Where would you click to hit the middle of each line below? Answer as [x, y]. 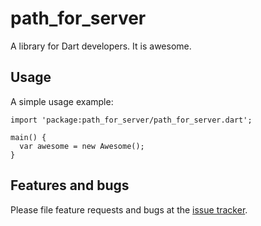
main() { [28, 137]
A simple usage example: [62, 101]
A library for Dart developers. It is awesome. [101, 46]
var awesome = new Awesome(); [82, 146]
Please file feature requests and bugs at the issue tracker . [129, 209]
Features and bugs [70, 185]
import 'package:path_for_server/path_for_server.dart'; [131, 120]
